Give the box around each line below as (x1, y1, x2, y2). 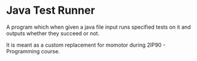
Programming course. (6, 47, 60, 54)
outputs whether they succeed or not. (6, 29, 100, 36)
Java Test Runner (6, 4, 95, 17)
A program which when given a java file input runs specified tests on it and (6, 23, 191, 30)
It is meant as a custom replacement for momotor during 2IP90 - (6, 41, 166, 48)
